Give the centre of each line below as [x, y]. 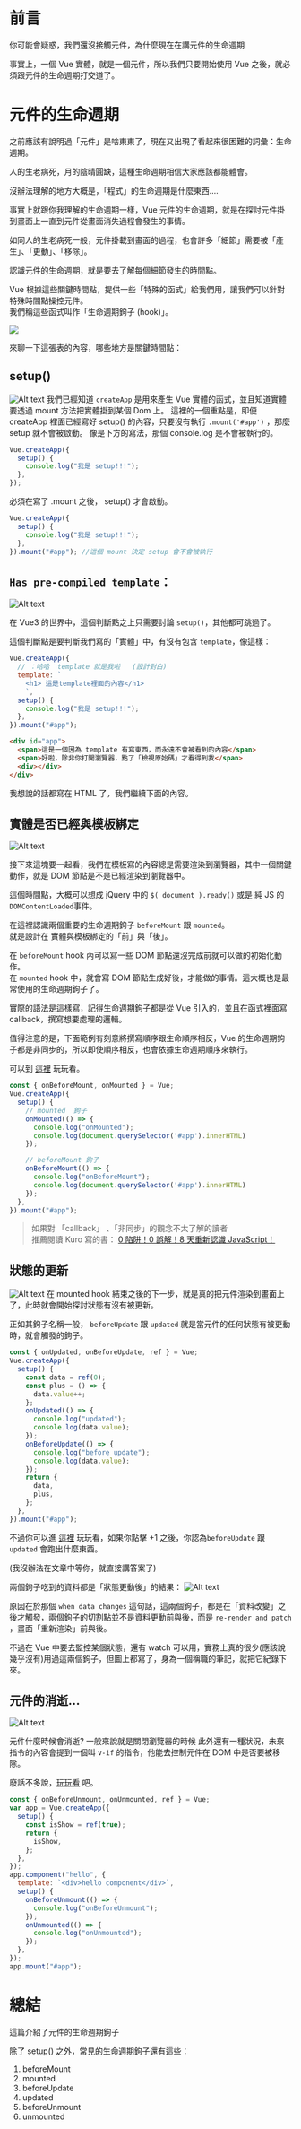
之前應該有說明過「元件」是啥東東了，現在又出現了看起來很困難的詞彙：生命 [150, 141]
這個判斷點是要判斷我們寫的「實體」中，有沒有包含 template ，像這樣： [140, 641]
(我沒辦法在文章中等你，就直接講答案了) [83, 1568]
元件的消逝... [45, 1701]
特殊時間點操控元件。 [48, 300]
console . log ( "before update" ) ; [91, 1452]
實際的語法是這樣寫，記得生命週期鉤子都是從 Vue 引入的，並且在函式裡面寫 [148, 1008]
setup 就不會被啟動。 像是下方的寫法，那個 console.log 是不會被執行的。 [144, 432]
